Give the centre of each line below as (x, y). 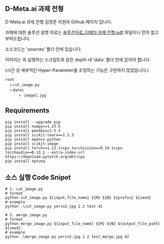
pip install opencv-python (33, 139)
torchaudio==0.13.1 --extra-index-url (45, 152)
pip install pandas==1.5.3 (33, 130)
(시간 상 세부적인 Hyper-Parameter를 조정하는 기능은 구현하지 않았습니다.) (77, 70)
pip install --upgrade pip (33, 122)
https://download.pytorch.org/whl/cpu (45, 157)
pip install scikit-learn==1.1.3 (40, 135)
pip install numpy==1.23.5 (33, 126)
